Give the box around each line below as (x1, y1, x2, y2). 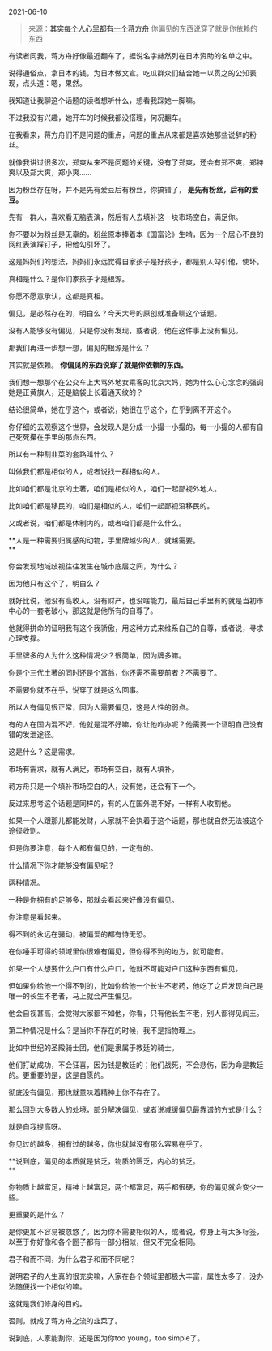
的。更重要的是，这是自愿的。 (8, 1070, 108, 1079)
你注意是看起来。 (8, 912, 66, 921)
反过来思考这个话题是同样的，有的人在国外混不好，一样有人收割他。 (8, 799, 236, 808)
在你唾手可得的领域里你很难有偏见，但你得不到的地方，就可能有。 (8, 946, 228, 956)
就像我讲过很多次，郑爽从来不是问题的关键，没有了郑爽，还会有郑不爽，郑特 (8, 157, 264, 167)
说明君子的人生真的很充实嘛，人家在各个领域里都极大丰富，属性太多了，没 (8, 1272, 257, 1280)
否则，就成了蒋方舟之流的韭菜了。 (8, 1316, 122, 1325)
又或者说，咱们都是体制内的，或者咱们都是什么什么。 (8, 518, 186, 528)
